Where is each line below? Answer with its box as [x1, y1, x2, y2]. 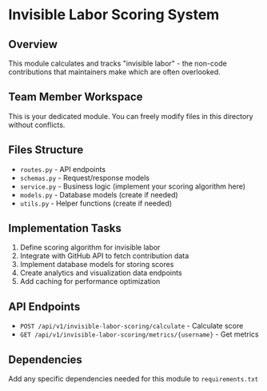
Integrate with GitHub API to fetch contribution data [19, 251, 189, 261]
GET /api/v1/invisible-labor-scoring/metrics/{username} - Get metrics [19, 329, 260, 339]
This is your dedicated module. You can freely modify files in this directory [8, 111, 253, 121]
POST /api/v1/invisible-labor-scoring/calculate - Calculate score [19, 321, 244, 331]
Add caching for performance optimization [19, 277, 161, 286]
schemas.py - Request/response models [19, 173, 150, 182]
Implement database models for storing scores [19, 260, 174, 269]
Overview [8, 38, 58, 51]
